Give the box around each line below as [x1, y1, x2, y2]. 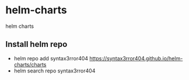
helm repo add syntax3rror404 [13, 54, 89, 61]
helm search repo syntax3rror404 [13, 67, 96, 74]
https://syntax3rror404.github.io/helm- [89, 54, 183, 61]
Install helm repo [5, 39, 68, 49]
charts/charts [13, 61, 47, 68]
